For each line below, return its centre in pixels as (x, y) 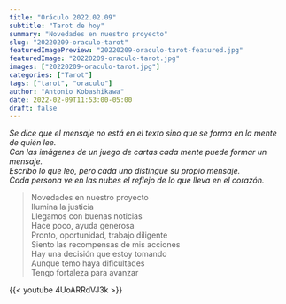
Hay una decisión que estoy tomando (99, 254)
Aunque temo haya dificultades (88, 263)
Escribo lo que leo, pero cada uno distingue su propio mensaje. (125, 171)
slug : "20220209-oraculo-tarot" (69, 42)
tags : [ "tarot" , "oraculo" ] (61, 83)
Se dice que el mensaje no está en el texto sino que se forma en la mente (143, 133)
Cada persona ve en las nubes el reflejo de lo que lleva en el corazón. (137, 180)
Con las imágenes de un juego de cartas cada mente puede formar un (138, 152)
